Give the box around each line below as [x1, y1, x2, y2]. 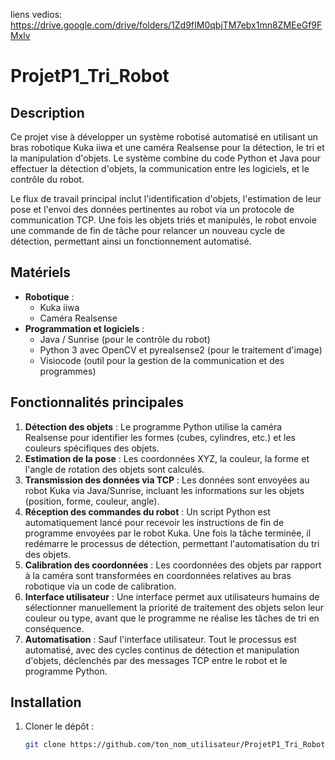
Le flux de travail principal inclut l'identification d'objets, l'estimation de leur [10, 193, 322, 204]
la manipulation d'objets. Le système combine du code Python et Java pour [10, 152, 321, 164]
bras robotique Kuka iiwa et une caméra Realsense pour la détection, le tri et [10, 142, 325, 153]
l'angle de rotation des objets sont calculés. [24, 463, 205, 475]
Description [10, 104, 85, 121]
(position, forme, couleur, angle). [24, 495, 160, 507]
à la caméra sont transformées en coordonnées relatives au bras [24, 569, 292, 581]
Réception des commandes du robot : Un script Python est [24, 505, 271, 518]
